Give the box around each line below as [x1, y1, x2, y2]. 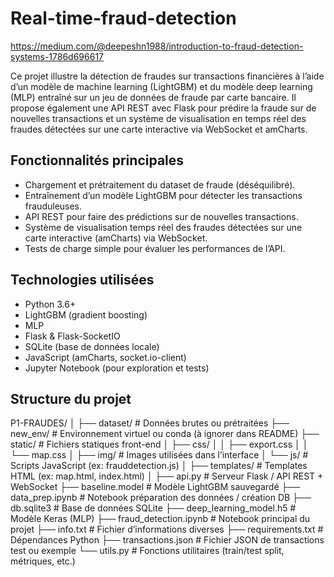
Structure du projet [10, 390, 132, 407]
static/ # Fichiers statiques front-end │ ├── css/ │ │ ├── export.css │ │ [10, 438, 309, 451]
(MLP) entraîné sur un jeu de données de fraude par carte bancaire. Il [10, 91, 297, 103]
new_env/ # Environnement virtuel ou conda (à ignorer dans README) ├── [10, 428, 320, 440]
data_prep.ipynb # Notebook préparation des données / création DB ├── [10, 492, 312, 504]
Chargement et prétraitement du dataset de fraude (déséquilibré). [24, 178, 296, 191]
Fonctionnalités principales [10, 152, 185, 169]
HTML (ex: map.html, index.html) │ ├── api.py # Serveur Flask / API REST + [10, 470, 324, 482]
